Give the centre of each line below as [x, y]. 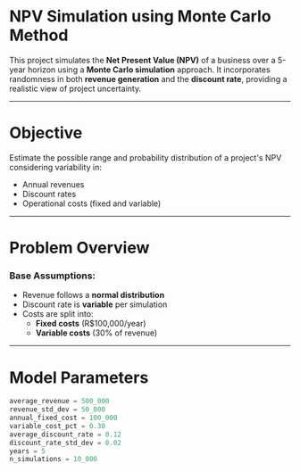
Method [39, 35]
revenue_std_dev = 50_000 [57, 410]
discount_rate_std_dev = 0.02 [66, 443]
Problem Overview [79, 248]
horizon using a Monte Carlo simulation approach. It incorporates [149, 70]
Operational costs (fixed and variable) [92, 203]
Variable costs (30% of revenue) [96, 333]
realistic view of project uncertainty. [75, 88]
